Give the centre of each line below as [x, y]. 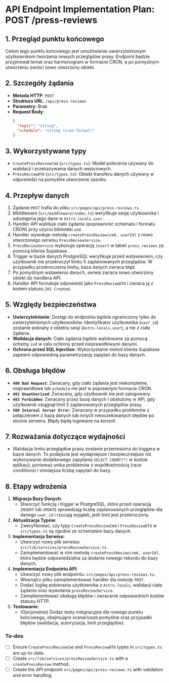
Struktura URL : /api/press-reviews [49, 101]
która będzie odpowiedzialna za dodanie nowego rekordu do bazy [89, 558]
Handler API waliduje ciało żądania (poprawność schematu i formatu [84, 224]
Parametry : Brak [30, 106]
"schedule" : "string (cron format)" [56, 131]
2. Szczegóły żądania [40, 83]
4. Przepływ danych [37, 195]
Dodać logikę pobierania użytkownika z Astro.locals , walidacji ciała [91, 585]
